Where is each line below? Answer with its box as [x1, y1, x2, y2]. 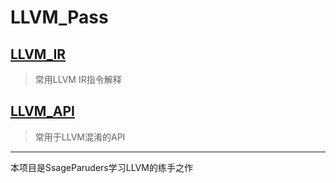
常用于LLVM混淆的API [34, 131, 126, 143]
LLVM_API [10, 103, 75, 120]
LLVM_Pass [10, 6, 109, 29]
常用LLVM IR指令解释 [34, 74, 122, 85]
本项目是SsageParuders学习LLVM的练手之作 [10, 161, 193, 173]
